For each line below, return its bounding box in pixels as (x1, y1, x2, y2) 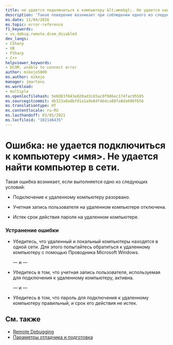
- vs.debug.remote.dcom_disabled (5, 31, 77, 37)
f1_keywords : (5, 27, 33, 32)
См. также (5, 315, 41, 324)
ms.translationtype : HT (5, 103, 57, 108)
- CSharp (5, 41, 24, 46)
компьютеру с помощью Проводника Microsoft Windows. (12, 249, 140, 255)
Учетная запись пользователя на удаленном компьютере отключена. (12, 204, 166, 210)
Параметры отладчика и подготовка (12, 334, 93, 340)
